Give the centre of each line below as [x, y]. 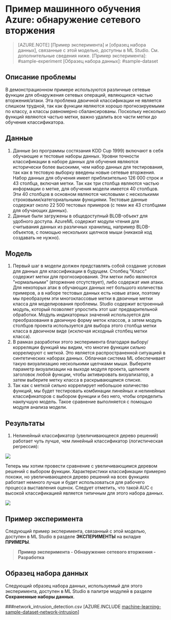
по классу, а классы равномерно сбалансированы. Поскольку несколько [86, 111]
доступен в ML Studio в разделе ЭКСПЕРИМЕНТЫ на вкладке [73, 537]
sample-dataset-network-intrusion [42, 612]
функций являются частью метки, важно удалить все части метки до [81, 117]
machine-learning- [141, 606]
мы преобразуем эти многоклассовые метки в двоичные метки [83, 298]
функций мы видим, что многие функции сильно [93, 347]
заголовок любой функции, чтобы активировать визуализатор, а [83, 374]
